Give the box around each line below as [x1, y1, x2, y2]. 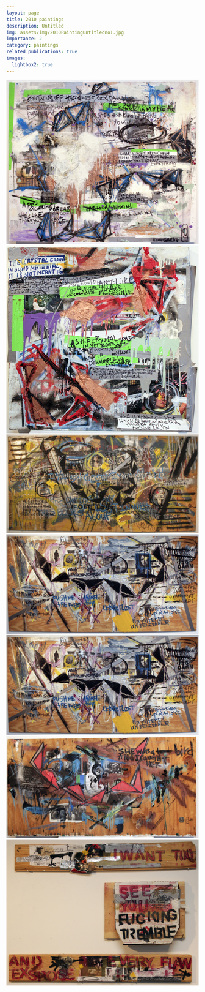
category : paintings [6, 42, 59, 48]
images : [6, 55, 26, 61]
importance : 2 [6, 36, 43, 42]
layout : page [6, 10, 40, 16]
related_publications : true [6, 49, 78, 55]
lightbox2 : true [12, 61, 53, 67]
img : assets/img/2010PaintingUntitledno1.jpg [6, 29, 124, 36]
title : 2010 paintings [6, 16, 64, 23]
